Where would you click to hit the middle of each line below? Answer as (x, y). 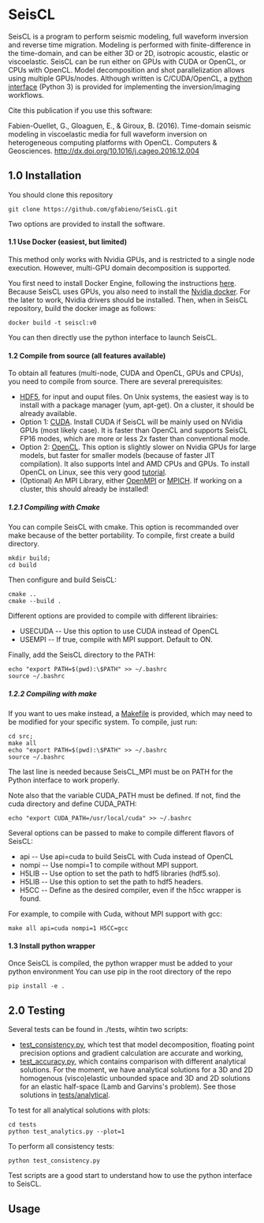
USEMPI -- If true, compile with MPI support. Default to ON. (116, 640)
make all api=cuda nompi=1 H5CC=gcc (68, 929)
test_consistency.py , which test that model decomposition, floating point (137, 1045)
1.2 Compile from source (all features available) (87, 355)
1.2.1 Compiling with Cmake (54, 507)
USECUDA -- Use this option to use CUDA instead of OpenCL (119, 631)
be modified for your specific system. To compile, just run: (103, 722)
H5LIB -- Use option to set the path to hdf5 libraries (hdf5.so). (120, 873)
